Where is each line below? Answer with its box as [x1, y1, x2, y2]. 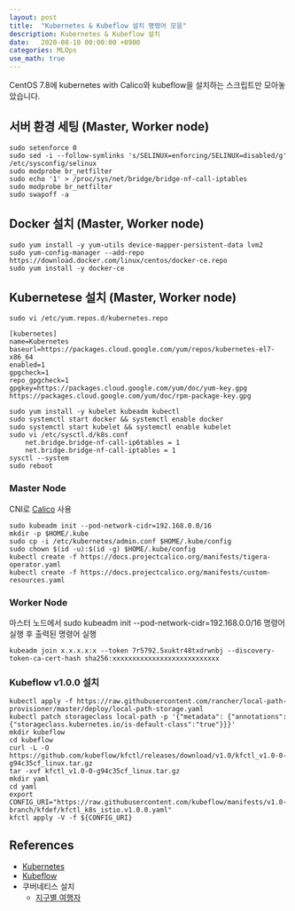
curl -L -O [9, 743, 50, 753]
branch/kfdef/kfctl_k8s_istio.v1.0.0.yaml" [9, 805, 173, 815]
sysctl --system [9, 454, 69, 463]
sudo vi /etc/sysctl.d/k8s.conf [9, 431, 128, 440]
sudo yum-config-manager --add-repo [9, 248, 144, 257]
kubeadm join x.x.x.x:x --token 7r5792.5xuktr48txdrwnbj [9, 646, 224, 655]
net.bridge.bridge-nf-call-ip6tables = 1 [25, 439, 180, 448]
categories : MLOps [9, 46, 77, 55]
